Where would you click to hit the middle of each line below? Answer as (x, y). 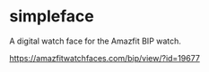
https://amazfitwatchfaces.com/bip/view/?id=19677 (104, 58)
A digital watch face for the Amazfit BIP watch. (96, 41)
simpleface (52, 16)
